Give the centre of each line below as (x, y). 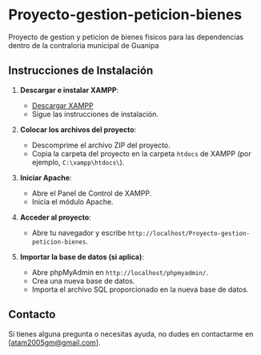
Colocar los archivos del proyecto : (78, 129)
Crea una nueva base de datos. (83, 280)
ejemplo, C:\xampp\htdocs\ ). (78, 162)
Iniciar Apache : (46, 177)
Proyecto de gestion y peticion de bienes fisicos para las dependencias (126, 37)
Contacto (32, 315)
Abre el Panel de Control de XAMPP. (92, 193)
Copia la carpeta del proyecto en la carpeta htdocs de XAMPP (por (141, 153)
